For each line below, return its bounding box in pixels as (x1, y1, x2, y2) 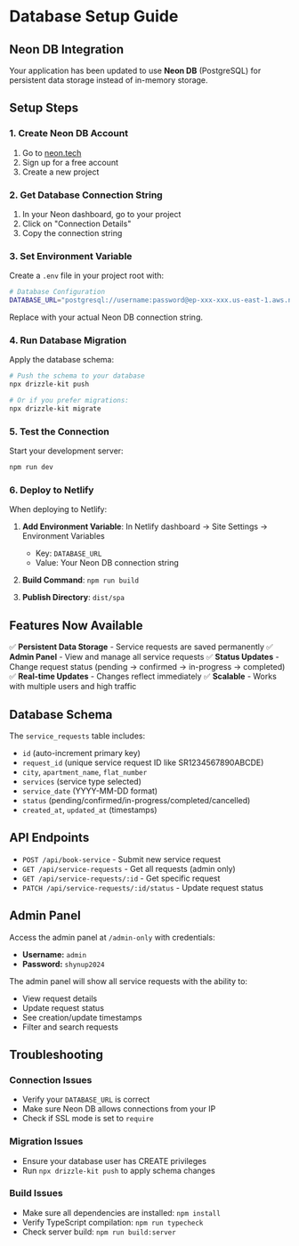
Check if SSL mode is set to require (21, 1113, 154, 1124)
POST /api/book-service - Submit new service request (21, 853, 221, 865)
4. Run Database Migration (9, 334, 127, 346)
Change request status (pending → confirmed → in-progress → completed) (9, 662, 286, 672)
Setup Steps (9, 101, 78, 116)
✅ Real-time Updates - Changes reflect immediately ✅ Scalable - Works (9, 671, 278, 682)
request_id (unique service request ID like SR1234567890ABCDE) (21, 757, 264, 768)
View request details (21, 993, 98, 1004)
